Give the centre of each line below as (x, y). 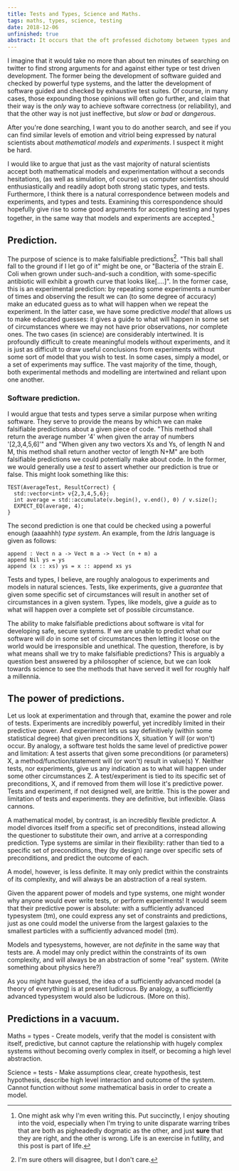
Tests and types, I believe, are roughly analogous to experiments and (108, 579)
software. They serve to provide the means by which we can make (105, 421)
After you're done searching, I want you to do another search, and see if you (119, 127)
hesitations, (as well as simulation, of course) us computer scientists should (118, 179)
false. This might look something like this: (68, 474)
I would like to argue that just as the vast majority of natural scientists (109, 164)
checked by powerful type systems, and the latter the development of (110, 83)
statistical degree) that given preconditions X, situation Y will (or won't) (111, 738)
